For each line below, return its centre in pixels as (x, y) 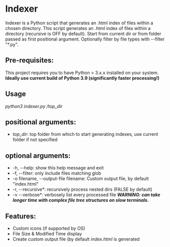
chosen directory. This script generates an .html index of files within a (78, 28)
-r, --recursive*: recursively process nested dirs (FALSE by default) (82, 189)
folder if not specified (35, 139)
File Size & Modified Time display (47, 234)
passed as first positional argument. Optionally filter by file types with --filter (85, 39)
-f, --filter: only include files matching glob (57, 173)
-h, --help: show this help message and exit (58, 168)
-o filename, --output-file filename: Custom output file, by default (81, 179)
